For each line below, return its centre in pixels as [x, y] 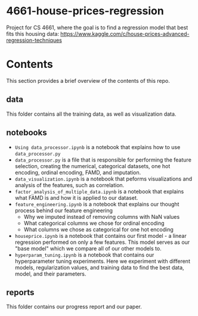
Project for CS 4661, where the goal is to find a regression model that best [97, 27]
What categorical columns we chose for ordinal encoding [94, 223]
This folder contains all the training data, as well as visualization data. [91, 114]
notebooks [27, 133]
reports [20, 292]
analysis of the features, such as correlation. [69, 185]
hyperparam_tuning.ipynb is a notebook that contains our [84, 255]
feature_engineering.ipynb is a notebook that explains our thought [97, 204]
